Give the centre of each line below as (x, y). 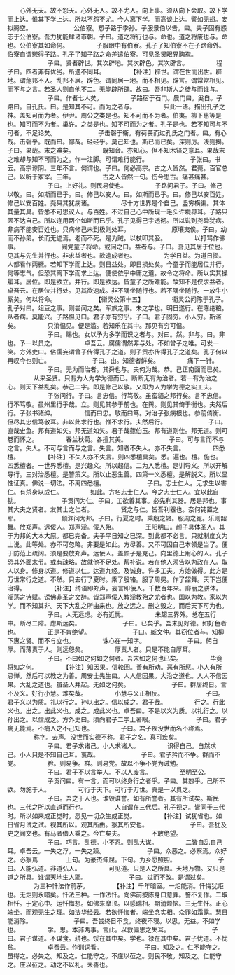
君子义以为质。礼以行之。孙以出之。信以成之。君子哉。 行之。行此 (116, 702)
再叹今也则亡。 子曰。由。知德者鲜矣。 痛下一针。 (113, 360)
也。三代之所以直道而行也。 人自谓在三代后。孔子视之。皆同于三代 (116, 807)
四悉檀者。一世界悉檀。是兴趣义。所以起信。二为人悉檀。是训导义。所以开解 (117, 465)
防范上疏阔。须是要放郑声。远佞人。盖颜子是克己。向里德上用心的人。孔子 (120, 553)
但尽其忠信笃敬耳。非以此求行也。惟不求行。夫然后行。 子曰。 (117, 422)
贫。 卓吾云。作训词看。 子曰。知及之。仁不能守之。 (116, 947)
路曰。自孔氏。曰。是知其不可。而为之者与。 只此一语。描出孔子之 (116, 106)
